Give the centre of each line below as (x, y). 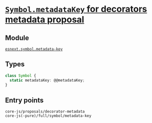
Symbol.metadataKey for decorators (76, 9)
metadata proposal (45, 20)
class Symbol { (21, 76)
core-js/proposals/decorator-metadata (45, 112)
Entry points (24, 100)
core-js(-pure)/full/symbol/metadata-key (48, 116)
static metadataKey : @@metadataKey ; (47, 80)
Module (17, 38)
